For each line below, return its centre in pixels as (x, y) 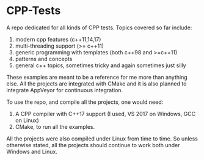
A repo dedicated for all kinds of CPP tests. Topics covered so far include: (99, 27)
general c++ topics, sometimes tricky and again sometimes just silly (100, 65)
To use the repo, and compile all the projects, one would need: (85, 102)
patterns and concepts (44, 59)
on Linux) (27, 120)
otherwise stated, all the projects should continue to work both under (93, 145)
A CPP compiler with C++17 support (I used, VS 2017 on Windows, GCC (105, 114)
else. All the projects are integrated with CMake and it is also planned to (97, 84)
